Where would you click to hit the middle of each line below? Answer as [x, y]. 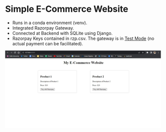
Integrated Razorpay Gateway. [43, 28]
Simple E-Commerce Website [67, 9]
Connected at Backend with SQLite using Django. [62, 33]
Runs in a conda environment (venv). [50, 23]
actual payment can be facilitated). [47, 43]
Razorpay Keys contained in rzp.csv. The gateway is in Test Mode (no [83, 38]
